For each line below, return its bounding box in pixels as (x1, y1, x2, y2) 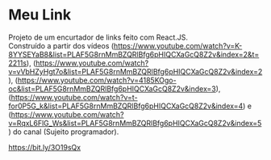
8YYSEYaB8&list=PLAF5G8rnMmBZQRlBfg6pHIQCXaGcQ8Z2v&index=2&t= (8, 49, 260, 59)
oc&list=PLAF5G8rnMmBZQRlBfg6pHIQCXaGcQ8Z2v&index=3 (8, 83, 216, 94)
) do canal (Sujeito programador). (8, 127, 119, 137)
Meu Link (8, 6, 71, 24)
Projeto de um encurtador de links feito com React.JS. (8, 32, 188, 42)
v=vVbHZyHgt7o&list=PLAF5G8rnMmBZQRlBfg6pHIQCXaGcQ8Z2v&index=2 (8, 66, 263, 76)
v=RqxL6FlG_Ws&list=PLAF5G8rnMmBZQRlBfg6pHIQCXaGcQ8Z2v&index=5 (8, 118, 262, 128)
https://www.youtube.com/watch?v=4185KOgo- (17, 75, 177, 85)
